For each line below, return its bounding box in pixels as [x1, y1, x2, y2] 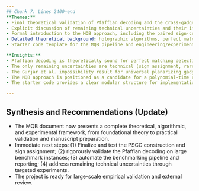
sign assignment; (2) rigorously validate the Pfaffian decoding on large [14, 147, 187, 154]
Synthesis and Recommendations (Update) [6, 107, 169, 117]
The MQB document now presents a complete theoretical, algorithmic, [14, 122, 187, 130]
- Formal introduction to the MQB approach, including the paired [6, 31, 174, 37]
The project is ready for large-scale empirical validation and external [14, 173, 182, 180]
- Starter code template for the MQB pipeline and [6, 42, 134, 48]
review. [14, 179, 33, 186]
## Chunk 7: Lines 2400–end [6, 8, 76, 15]
